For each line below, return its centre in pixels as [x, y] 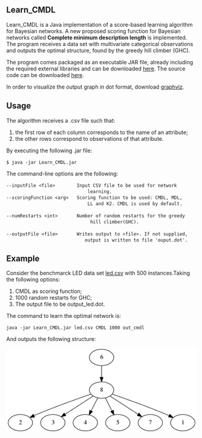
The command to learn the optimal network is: [64, 316]
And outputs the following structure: [51, 339]
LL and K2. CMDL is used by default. [135, 204]
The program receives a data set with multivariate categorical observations [100, 44]
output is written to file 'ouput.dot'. [136, 240]
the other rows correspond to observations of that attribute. [90, 138]
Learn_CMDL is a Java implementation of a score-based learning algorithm [99, 24]
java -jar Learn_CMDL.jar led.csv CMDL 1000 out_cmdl [76, 328]
